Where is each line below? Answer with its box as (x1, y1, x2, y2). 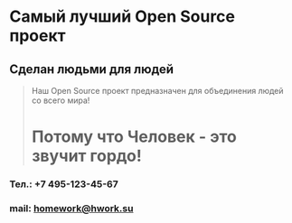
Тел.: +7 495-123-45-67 (9, 178, 119, 190)
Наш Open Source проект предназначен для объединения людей (31, 86, 284, 96)
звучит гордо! (31, 146, 142, 166)
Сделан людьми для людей (9, 61, 174, 77)
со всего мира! (31, 95, 90, 106)
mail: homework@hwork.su (9, 202, 134, 215)
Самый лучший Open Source (9, 6, 235, 27)
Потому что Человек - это (31, 126, 237, 147)
